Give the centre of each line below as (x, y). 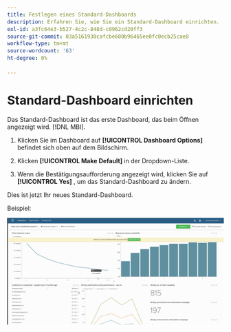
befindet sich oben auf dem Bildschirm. (73, 147)
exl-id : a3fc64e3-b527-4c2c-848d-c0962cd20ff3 (75, 29)
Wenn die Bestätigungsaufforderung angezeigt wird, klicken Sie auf (112, 174)
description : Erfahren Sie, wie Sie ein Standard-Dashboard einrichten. (113, 22)
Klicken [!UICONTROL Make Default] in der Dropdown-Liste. (103, 160)
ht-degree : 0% (27, 59)
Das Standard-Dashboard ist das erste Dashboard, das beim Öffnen (103, 119)
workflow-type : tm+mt (38, 44)
